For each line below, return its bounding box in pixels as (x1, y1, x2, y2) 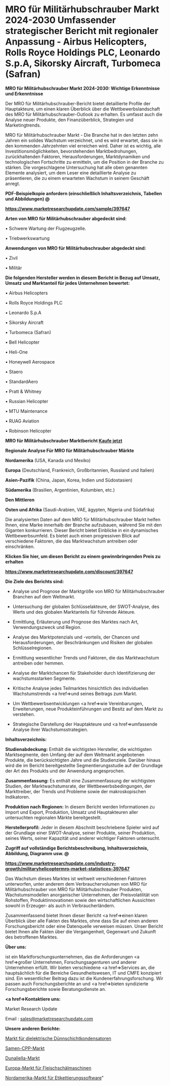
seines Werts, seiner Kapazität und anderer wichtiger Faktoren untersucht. (5, 835, 160, 841)
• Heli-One (5, 349, 28, 355)
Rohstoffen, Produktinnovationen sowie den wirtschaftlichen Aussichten (5, 897, 155, 903)
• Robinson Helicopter (5, 428, 52, 434)
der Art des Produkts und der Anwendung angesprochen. (5, 768, 125, 774)
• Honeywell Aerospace (5, 358, 55, 365)
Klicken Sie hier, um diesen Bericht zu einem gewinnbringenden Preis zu (5, 553, 161, 559)
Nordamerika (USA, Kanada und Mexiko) (5, 457, 91, 463)
